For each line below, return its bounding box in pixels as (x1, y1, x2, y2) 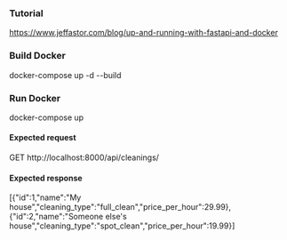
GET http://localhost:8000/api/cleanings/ (9, 152, 160, 163)
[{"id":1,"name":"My (9, 192, 82, 203)
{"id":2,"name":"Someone (9, 212, 104, 222)
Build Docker (9, 50, 67, 62)
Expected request (9, 132, 77, 143)
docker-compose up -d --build (9, 69, 122, 80)
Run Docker (9, 92, 60, 104)
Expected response (9, 172, 83, 183)
